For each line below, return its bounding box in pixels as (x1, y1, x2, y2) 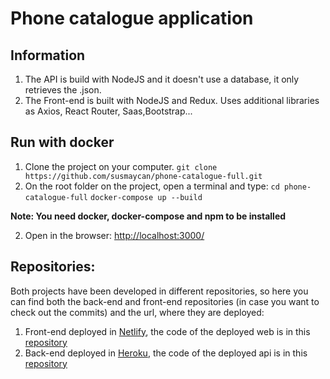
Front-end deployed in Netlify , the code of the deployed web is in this (24, 325, 311, 337)
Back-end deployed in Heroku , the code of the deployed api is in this (24, 347, 308, 359)
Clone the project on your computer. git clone (24, 160, 218, 172)
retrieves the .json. (24, 84, 102, 96)
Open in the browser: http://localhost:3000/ (24, 229, 205, 241)
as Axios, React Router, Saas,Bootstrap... (24, 105, 193, 117)
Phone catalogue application (10, 7, 254, 30)
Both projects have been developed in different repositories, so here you (10, 285, 309, 297)
